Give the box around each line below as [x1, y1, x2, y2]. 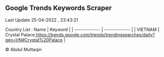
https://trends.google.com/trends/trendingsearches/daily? [36, 31, 155, 37]
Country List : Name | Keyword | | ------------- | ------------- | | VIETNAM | [5, 27, 160, 32]
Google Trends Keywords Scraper [5, 4, 112, 12]
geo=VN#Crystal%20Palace [5, 37, 63, 43]
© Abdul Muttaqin [5, 46, 42, 52]
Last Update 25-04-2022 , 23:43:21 [5, 17, 79, 23]
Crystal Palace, [5, 31, 36, 37]
